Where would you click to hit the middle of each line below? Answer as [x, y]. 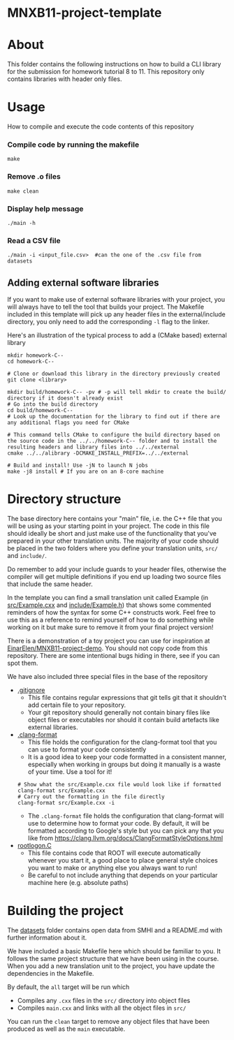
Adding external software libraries [83, 283]
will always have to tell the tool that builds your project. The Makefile [106, 307]
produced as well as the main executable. [66, 1029]
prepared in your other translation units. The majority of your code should [113, 541]
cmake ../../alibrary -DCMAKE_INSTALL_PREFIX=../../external [98, 453]
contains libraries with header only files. [65, 79]
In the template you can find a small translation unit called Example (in [108, 598]
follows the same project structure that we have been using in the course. [113, 958]
